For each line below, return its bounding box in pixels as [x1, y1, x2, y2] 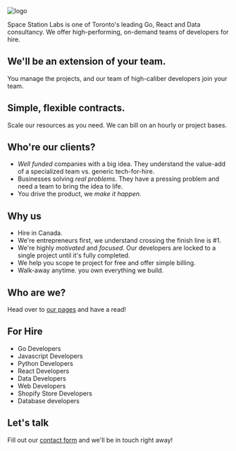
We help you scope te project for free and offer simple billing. [17, 259, 196, 267]
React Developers [17, 367, 70, 375]
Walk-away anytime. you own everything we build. [17, 266, 164, 274]
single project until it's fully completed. [17, 251, 130, 260]
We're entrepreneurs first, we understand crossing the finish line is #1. [17, 236, 222, 245]
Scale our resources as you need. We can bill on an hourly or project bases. [7, 120, 228, 129]
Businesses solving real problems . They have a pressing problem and [17, 174, 220, 183]
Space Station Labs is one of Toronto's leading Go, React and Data [7, 20, 201, 28]
